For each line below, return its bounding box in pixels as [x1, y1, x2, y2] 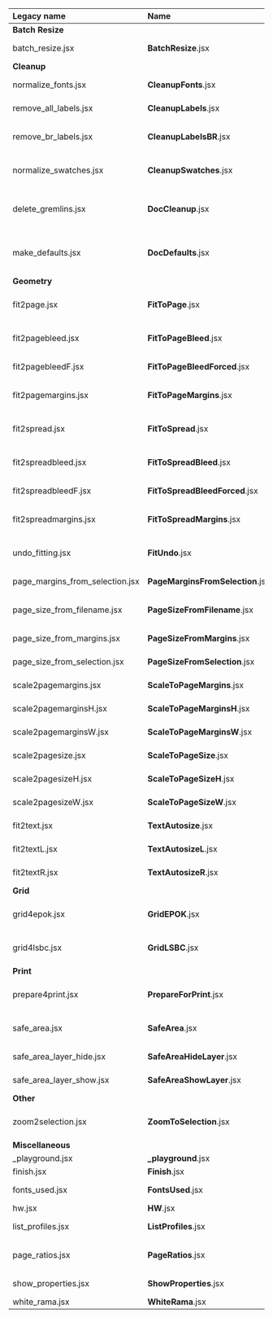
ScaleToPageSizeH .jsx [147, 773, 235, 784]
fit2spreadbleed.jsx [12, 457, 87, 467]
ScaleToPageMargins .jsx [147, 680, 245, 690]
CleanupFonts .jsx [147, 79, 216, 90]
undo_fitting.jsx [12, 547, 71, 558]
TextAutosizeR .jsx [147, 867, 219, 878]
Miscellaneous [12, 1140, 71, 1150]
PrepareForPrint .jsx [147, 989, 223, 1000]
